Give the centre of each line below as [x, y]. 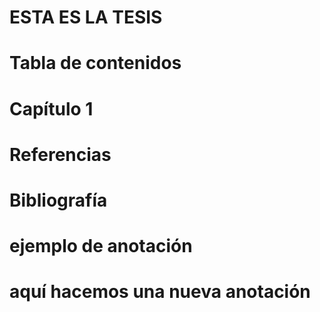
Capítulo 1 [51, 108]
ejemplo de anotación [101, 246]
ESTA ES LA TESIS [86, 17]
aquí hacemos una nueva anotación [160, 292]
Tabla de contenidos [95, 63]
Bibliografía [58, 200]
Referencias [60, 154]
